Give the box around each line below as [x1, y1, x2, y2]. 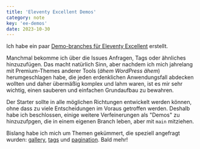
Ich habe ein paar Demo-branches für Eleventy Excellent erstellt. [6, 43, 168, 50]
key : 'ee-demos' [6, 20, 47, 26]
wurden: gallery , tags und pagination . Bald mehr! [6, 136, 128, 144]
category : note [6, 15, 45, 21]
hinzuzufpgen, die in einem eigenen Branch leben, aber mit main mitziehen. [6, 118, 195, 125]
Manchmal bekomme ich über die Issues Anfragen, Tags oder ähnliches [6, 54, 187, 61]
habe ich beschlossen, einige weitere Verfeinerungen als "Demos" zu [6, 111, 181, 119]
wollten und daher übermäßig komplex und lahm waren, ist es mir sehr [6, 80, 183, 88]
